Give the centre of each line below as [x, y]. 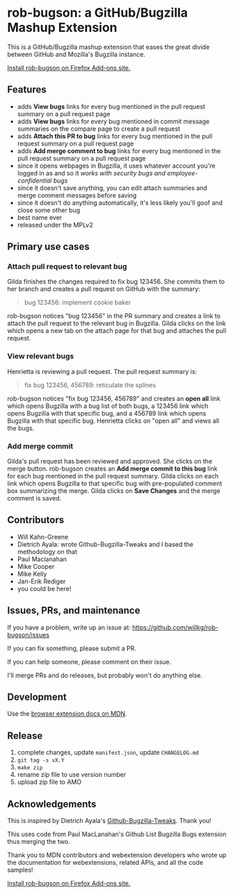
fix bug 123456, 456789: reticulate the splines [90, 385]
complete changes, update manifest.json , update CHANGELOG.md [108, 753]
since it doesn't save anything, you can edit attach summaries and [112, 188]
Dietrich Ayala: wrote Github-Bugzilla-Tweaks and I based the [105, 544]
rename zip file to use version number [72, 775]
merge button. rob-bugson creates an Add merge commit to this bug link [112, 469]
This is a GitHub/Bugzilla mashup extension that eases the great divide [109, 47]
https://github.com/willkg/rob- [175, 627]
